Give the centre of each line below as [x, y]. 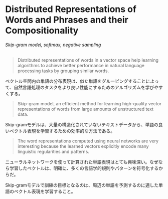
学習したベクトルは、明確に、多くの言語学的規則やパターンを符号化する [84, 168]
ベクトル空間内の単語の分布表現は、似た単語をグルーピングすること [75, 81]
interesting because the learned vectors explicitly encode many [83, 146]
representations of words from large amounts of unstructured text [86, 109]
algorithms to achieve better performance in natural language [81, 66]
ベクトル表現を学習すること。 [45, 191]
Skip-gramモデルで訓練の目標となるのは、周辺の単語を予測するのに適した [82, 185]
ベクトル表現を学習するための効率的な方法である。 [62, 131]
